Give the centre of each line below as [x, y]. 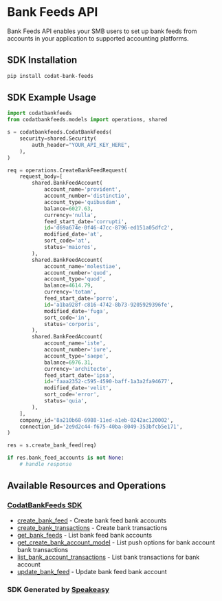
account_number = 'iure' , [78, 350]
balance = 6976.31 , [69, 363]
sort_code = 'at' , [67, 241]
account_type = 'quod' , [75, 279]
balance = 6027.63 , [69, 208]
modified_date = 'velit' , [78, 388]
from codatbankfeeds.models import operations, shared [87, 120]
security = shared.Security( [58, 139]
